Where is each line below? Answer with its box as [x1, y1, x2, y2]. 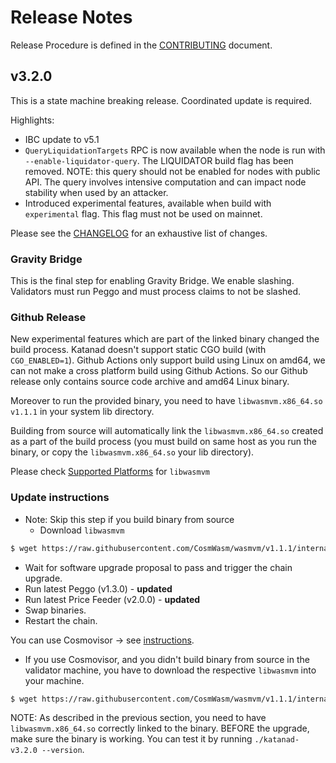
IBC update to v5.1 [24, 133, 100, 145]
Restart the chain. [24, 614, 98, 626]
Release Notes [10, 6, 133, 29]
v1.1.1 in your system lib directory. [10, 406, 155, 418]
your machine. [24, 674, 85, 686]
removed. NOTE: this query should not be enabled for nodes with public [24, 165, 321, 177]
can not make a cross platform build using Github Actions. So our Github [10, 365, 308, 377]
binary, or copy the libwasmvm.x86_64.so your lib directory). [10, 446, 255, 458]
